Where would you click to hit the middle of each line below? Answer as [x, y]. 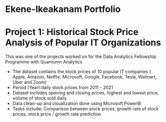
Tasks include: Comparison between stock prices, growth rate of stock [86, 109]
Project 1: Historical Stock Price [72, 32]
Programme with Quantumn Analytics [44, 62]
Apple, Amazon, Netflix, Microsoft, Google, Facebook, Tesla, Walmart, [85, 77]
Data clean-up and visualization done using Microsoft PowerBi [77, 103]
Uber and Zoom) [29, 82]
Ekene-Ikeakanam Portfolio [63, 9]
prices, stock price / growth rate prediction [57, 114]
